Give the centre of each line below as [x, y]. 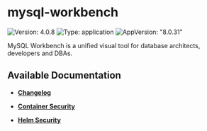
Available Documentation [65, 75]
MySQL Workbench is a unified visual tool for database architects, [104, 45]
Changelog [34, 92]
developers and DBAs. [40, 53]
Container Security [46, 106]
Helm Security [39, 120]
